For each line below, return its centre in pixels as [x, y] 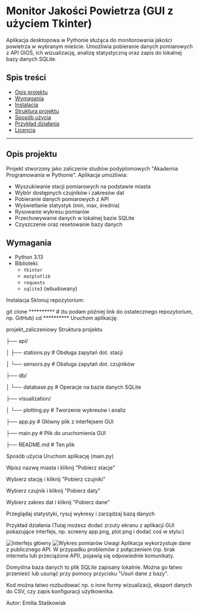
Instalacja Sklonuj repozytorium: [45, 300]
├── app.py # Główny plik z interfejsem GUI [60, 422]
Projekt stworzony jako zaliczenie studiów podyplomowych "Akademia [92, 168]
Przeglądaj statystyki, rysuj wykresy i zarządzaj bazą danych [81, 514]
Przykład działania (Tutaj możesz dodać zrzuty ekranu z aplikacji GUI [90, 525]
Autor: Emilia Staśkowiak [36, 603]
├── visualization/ [29, 399]
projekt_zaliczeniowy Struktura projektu [54, 330]
